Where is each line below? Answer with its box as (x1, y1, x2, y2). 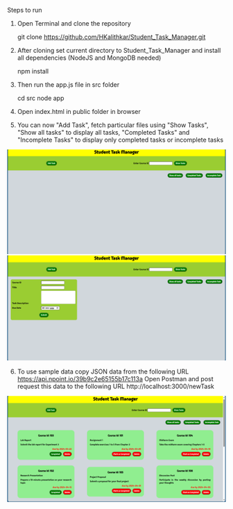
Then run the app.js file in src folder (17, 81, 120, 89)
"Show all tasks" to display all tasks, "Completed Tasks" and (17, 128, 190, 136)
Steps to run (7, 6, 43, 14)
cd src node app (17, 94, 64, 102)
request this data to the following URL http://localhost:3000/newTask (17, 382, 215, 391)
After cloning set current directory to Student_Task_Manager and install (17, 47, 221, 54)
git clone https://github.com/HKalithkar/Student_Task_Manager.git (17, 33, 206, 41)
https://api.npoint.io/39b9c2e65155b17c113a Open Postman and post (17, 375, 214, 383)
